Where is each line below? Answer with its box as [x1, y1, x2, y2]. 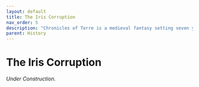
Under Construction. [6, 75, 56, 82]
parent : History [6, 31, 46, 36]
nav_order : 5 [6, 19, 38, 25]
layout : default [6, 8, 46, 15]
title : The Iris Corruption [6, 14, 76, 20]
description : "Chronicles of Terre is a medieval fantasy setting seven [6, 25, 190, 31]
